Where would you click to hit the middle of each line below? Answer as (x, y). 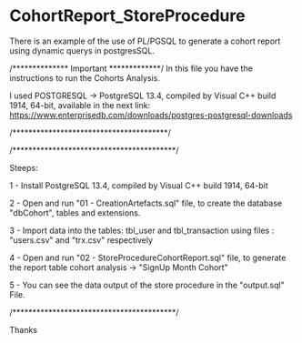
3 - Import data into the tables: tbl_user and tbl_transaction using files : (142, 230)
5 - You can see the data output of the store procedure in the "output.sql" (147, 285)
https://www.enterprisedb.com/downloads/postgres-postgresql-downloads (151, 115)
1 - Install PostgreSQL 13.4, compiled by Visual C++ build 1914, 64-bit (139, 185)
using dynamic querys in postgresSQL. (82, 50)
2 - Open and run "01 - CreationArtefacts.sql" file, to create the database (146, 203)
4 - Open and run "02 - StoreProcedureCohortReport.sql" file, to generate (148, 257)
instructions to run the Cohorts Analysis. (85, 77)
